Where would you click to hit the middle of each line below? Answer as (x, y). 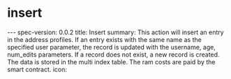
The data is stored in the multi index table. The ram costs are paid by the (111, 62)
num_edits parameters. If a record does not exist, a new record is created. (113, 55)
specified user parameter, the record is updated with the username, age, (112, 47)
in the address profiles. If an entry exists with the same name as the (105, 39)
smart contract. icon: (37, 69)
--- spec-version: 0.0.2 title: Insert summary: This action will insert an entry (116, 32)
